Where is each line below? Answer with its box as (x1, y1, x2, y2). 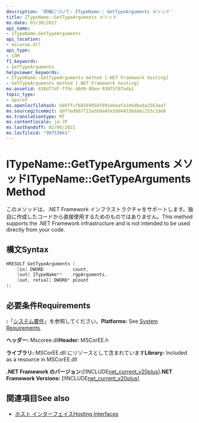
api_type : (6, 47, 31, 53)
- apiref (6, 97, 28, 103)
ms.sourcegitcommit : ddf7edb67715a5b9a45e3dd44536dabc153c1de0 (6, 108, 166, 114)
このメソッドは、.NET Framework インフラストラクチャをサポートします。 (6, 205, 188, 212)
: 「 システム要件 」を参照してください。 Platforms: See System (6, 317, 159, 325)
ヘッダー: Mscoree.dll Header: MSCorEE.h (6, 336, 109, 344)
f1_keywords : (6, 58, 39, 64)
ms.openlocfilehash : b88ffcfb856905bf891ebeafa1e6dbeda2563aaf (6, 102, 166, 109)
